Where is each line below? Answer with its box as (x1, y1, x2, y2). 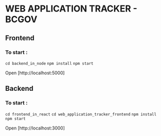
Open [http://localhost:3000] (5, 125, 65, 131)
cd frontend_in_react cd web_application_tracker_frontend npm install (5, 111, 157, 117)
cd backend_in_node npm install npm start (5, 61, 94, 66)
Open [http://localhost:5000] (5, 70, 65, 76)
